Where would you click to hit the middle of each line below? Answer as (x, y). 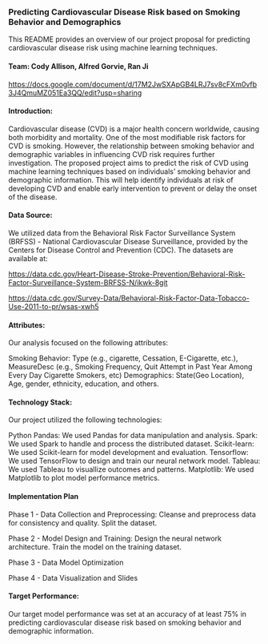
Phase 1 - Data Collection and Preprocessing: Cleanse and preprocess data (132, 514)
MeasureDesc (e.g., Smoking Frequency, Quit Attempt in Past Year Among (130, 367)
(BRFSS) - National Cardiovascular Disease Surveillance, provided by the (128, 241)
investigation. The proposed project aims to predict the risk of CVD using (129, 163)
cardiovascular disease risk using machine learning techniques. (113, 48)
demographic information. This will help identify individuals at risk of (121, 179)
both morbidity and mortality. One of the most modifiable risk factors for (127, 137)
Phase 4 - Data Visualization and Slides (73, 578)
